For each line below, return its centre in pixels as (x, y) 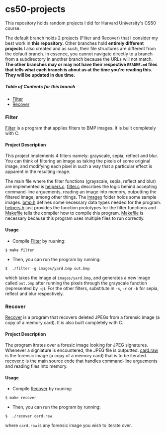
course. (13, 28)
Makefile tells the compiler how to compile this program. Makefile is (74, 213)
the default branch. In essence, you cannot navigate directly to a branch (79, 54)
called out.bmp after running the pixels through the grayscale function (76, 283)
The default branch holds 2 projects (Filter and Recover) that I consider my (82, 38)
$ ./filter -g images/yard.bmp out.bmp (48, 268)
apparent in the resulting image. (38, 172)
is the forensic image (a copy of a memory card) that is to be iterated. (76, 356)
